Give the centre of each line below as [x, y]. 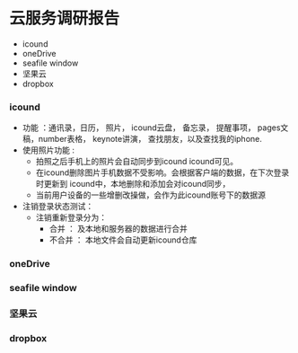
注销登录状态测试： [58, 207]
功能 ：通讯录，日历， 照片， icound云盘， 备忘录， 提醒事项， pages [151, 128]
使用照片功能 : [48, 150]
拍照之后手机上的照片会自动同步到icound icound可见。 [137, 162]
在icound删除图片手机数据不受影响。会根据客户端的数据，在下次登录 [162, 172]
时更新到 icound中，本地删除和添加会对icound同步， [133, 184]
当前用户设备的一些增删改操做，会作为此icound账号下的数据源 [151, 195]
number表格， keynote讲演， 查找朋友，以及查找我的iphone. [150, 139]
